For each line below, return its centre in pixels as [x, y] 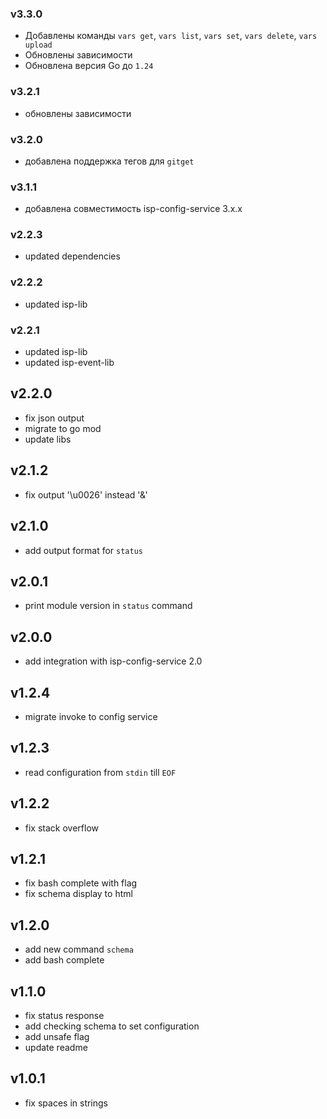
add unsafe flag [57, 1037]
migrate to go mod [63, 428]
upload [38, 45]
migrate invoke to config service [91, 716]
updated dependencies [72, 256]
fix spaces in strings [66, 1103]
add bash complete [64, 960]
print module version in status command [108, 606]
